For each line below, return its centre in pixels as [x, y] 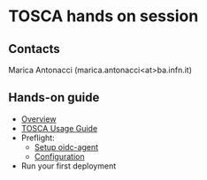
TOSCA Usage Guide [59, 128]
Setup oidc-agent [66, 146]
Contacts [34, 49]
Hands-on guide [54, 97]
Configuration [59, 156]
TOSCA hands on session [103, 16]
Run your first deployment [69, 166]
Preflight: [38, 138]
